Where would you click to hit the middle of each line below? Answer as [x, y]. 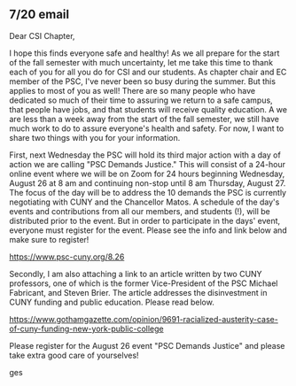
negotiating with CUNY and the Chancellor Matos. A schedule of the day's [144, 202]
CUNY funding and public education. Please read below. [112, 302]
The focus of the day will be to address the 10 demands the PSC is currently [148, 192]
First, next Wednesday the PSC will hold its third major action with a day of [145, 155]
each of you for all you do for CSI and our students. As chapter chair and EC [148, 72]
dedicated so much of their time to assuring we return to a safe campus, [141, 100]
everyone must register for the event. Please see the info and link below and [148, 230]
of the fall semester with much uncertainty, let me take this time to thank [141, 62]
